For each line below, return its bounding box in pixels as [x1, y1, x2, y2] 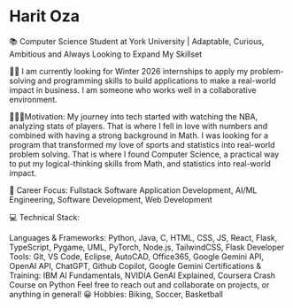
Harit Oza [9, 6, 81, 27]
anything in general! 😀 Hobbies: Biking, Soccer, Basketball [9, 289, 223, 299]
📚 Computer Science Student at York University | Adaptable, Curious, [9, 35, 265, 46]
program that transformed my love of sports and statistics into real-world [9, 139, 276, 150]
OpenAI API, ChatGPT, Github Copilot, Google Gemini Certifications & [9, 260, 262, 271]
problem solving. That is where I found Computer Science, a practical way [9, 149, 280, 159]
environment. [9, 94, 58, 104]
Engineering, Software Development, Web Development [9, 194, 212, 204]
